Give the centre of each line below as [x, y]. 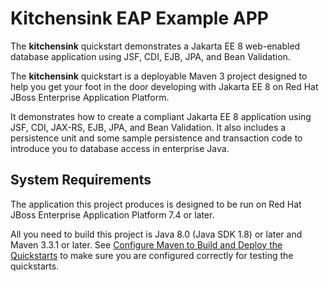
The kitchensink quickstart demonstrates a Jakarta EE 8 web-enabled [155, 46]
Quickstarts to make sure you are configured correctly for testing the [152, 255]
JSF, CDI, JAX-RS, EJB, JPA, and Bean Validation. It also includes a [148, 127]
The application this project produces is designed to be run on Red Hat [156, 204]
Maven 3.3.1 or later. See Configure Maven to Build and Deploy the [146, 244]
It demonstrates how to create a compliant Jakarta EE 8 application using [161, 116]
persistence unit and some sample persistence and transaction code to [156, 138]
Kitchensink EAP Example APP [139, 18]
